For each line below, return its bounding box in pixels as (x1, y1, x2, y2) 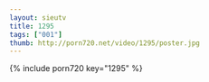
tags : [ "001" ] (9, 30, 63, 39)
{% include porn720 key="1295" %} (9, 63, 143, 74)
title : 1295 (9, 22, 54, 31)
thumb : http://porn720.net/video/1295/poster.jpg (9, 38, 201, 48)
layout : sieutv (9, 13, 67, 23)
